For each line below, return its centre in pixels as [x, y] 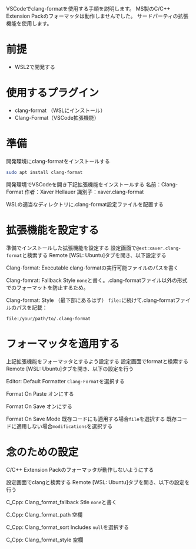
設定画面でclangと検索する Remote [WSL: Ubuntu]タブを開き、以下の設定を [98, 482]
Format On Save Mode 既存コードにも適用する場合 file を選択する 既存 [92, 419]
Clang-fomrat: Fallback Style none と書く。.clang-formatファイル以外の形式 [97, 280]
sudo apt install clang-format [44, 172]
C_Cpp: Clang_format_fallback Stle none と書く [62, 502]
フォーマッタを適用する [63, 343]
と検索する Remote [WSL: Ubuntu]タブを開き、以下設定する [94, 255]
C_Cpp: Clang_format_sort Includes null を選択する [68, 527]
